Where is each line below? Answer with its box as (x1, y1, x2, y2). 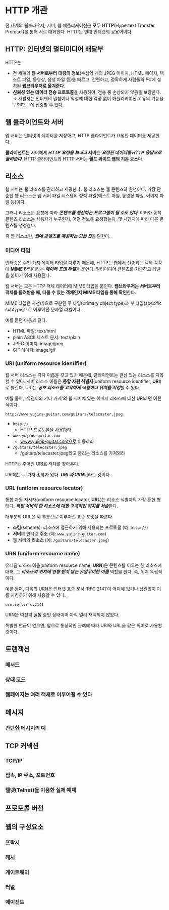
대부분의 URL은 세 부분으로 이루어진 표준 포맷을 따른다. (5, 514, 114, 520)
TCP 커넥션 (5, 742, 39, 751)
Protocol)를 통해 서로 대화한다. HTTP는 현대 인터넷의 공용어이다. (5, 28, 133, 34)
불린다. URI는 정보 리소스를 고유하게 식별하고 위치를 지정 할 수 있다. (10, 384, 141, 390)
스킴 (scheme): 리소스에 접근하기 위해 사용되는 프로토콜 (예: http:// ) (12, 524, 148, 530)
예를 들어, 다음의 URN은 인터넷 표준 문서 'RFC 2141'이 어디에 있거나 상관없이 (5, 586, 156, 592)
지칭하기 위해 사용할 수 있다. (10, 592, 66, 598)
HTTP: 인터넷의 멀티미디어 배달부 (5, 45, 104, 54)
